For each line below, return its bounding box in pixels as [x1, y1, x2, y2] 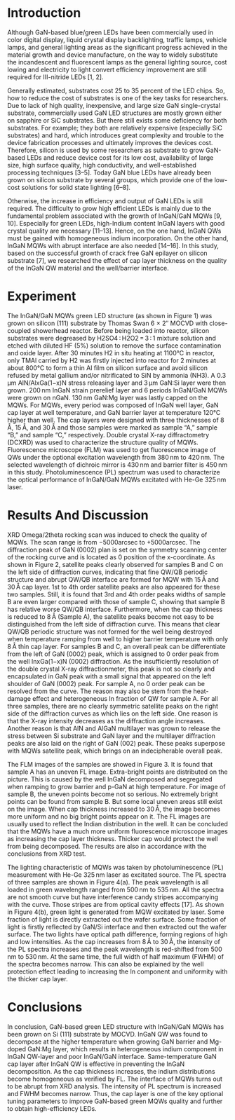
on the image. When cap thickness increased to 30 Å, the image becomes [7, 805, 221, 813]
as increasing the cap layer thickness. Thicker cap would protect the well [7, 834, 219, 842]
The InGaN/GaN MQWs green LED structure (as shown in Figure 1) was [7, 311, 213, 320]
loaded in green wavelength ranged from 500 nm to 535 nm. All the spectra [7, 885, 224, 894]
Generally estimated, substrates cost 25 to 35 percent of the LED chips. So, [7, 86, 226, 95]
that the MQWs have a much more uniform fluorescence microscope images [7, 827, 228, 835]
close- [209, 319, 228, 327]
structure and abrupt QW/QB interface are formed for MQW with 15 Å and [7, 575, 219, 583]
